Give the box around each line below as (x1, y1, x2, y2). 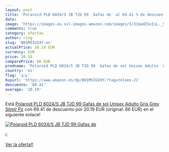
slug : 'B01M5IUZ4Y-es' (5, 40, 53, 45)
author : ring (5, 36, 33, 41)
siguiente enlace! (5, 111, 41, 117)
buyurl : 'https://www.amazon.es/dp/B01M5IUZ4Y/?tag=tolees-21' (5, 78, 141, 83)
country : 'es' (5, 68, 35, 73)
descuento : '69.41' (5, 82, 46, 87)
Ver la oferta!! (5, 141, 34, 147)
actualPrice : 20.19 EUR (5, 45, 55, 50)
